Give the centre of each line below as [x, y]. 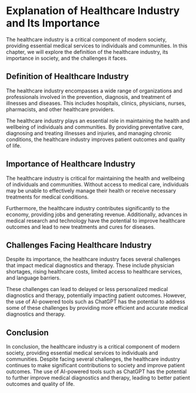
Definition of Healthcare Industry [68, 76]
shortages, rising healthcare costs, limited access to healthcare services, [94, 272]
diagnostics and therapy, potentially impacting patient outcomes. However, [96, 295]
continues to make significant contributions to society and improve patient [96, 365]
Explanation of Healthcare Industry [93, 11]
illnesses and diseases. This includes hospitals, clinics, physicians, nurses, [96, 103]
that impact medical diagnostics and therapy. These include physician [90, 265]
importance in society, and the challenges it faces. [67, 58]
